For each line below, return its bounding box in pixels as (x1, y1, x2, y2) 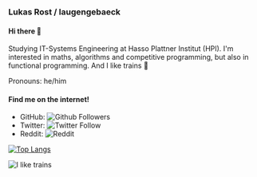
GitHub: (19, 112, 45, 122)
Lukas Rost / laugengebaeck (8, 6, 121, 18)
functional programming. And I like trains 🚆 (8, 61, 149, 70)
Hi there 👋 (8, 26, 42, 36)
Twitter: (19, 120, 45, 130)
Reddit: (19, 129, 44, 139)
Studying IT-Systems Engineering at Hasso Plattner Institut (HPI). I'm (8, 44, 234, 53)
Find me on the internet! (8, 94, 90, 104)
